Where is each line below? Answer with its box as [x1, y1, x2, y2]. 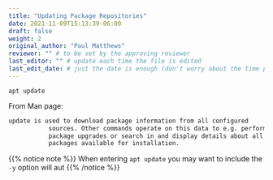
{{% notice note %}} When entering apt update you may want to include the [8, 154, 262, 164]
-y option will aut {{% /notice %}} [8, 163, 120, 173]
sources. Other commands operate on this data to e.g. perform [48, 124, 267, 132]
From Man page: [8, 101, 63, 110]
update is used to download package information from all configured [8, 117, 249, 125]
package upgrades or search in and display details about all [48, 131, 264, 140]
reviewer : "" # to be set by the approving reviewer [8, 49, 191, 58]
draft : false [8, 27, 53, 35]
